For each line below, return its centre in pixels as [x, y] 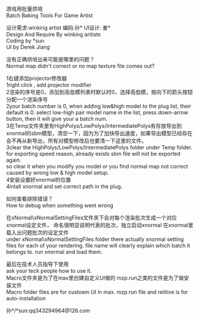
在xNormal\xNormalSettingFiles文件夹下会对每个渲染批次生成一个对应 [91, 218]
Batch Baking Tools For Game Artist [50, 15]
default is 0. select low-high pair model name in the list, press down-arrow [97, 112]
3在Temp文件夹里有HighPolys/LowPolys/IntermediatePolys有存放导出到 [94, 126]
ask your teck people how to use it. [49, 271]
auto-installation [26, 298]
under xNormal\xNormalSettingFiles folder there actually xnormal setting [95, 239]
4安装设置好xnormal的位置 [39, 180]
